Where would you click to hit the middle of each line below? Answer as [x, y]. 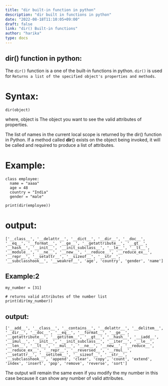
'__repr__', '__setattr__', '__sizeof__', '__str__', [63, 256]
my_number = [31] [23, 288]
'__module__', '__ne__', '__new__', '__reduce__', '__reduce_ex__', [79, 252]
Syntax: [22, 96]
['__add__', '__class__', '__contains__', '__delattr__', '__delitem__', [85, 328]
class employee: [22, 179]
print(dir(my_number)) [29, 301]
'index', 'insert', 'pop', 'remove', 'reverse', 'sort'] [66, 364]
